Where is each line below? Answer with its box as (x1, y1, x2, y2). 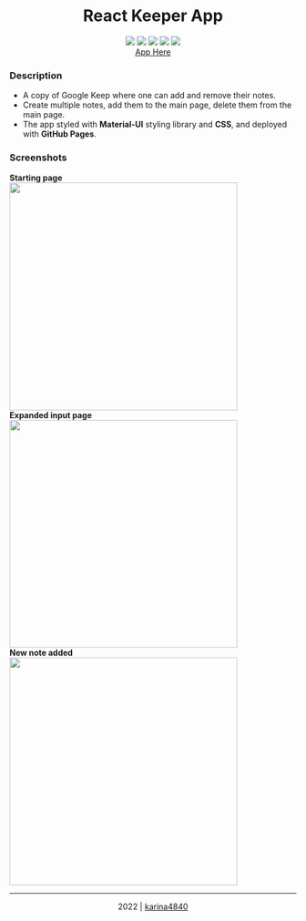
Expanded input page (9, 409, 93, 420)
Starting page (9, 172, 63, 183)
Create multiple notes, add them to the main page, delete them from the (22, 99, 292, 110)
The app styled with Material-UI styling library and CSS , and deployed (22, 119, 288, 130)
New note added (9, 647, 73, 658)
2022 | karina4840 (117, 901, 189, 912)
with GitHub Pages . (22, 128, 97, 139)
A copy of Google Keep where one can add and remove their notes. (22, 90, 276, 101)
